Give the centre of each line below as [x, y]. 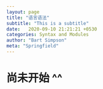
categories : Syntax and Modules [48, 35]
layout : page [23, 12]
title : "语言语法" [28, 18]
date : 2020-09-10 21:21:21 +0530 [52, 29]
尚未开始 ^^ [34, 78]
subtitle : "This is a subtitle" [48, 23]
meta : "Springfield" [33, 46]
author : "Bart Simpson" [37, 40]
